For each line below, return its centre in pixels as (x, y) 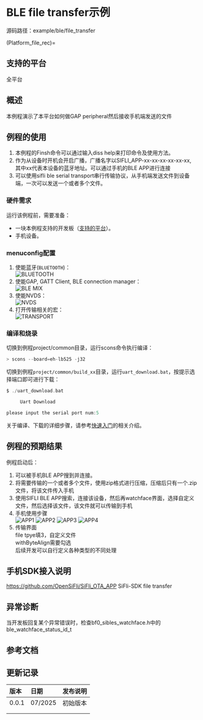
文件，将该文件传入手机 (44, 490)
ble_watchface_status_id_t (39, 630)
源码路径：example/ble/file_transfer (51, 30)
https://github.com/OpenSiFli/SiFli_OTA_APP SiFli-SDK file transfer (89, 586)
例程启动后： (22, 462)
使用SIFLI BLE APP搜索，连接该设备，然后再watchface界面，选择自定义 (105, 498)
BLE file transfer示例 (58, 12)
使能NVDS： (31, 295)
